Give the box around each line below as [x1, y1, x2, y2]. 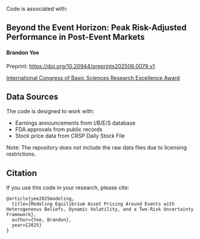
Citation [6, 168, 38, 178]
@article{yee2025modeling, [6, 196, 75, 202]
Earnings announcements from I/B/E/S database [15, 119, 136, 126]
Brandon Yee [6, 48, 39, 56]
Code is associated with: [6, 5, 68, 12]
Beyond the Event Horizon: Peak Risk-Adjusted [6, 22, 187, 33]
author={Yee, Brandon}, [12, 217, 72, 223]
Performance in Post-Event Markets [6, 32, 145, 42]
